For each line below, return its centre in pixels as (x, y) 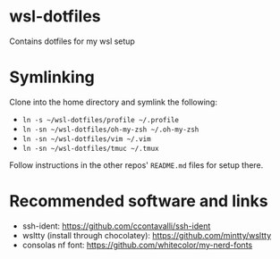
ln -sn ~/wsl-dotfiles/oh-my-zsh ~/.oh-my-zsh (110, 129)
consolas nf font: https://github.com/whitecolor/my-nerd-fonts (137, 245)
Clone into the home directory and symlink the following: (113, 102)
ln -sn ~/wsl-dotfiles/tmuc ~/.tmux (90, 148)
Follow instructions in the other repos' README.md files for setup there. (136, 165)
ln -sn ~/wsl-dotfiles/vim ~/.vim (86, 139)
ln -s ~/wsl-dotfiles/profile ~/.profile (100, 120)
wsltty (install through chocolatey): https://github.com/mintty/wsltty (147, 235)
